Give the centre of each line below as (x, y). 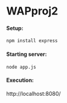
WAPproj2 (32, 11)
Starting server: (27, 54)
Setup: (15, 28)
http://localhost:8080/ (34, 93)
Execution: (20, 80)
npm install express (32, 41)
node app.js (21, 67)
